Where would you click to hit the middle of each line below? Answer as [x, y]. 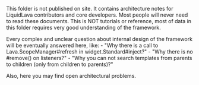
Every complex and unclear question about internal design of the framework [99, 39]
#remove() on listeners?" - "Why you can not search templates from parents [99, 58]
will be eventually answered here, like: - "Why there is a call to [82, 45]
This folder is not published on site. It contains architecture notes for [90, 9]
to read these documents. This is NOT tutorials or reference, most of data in [99, 21]
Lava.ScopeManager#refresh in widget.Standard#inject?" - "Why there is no [99, 52]
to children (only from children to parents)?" [60, 64]
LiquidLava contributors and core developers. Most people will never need [97, 15]
